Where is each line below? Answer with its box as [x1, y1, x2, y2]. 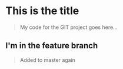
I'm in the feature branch [5, 41, 98, 51]
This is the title [5, 4, 79, 18]
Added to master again [19, 56, 76, 63]
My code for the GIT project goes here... [19, 24, 118, 31]
